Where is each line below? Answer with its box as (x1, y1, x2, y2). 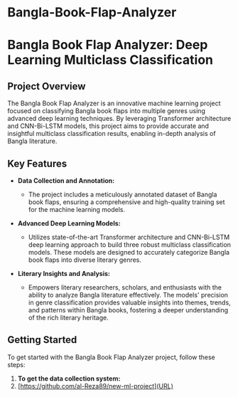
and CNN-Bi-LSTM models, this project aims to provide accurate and (7, 122, 210, 130)
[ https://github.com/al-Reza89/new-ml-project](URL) (17, 381, 174, 390)
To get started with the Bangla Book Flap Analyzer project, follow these (7, 353, 215, 361)
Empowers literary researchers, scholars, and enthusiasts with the (28, 283, 222, 292)
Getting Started (7, 334, 77, 346)
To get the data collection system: (17, 374, 121, 383)
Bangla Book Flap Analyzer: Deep (7, 37, 208, 53)
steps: (7, 360, 26, 369)
